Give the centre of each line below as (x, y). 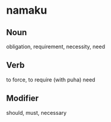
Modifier (22, 98)
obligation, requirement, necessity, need (56, 46)
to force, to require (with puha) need (51, 79)
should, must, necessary (36, 112)
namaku (27, 10)
